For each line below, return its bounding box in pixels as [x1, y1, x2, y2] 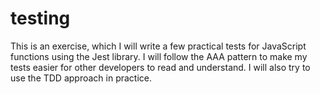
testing [10, 7, 71, 30]
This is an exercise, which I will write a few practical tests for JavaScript [10, 40, 307, 52]
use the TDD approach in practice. [10, 72, 153, 84]
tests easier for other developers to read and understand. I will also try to [10, 61, 311, 73]
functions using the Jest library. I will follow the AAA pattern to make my [10, 50, 308, 62]
